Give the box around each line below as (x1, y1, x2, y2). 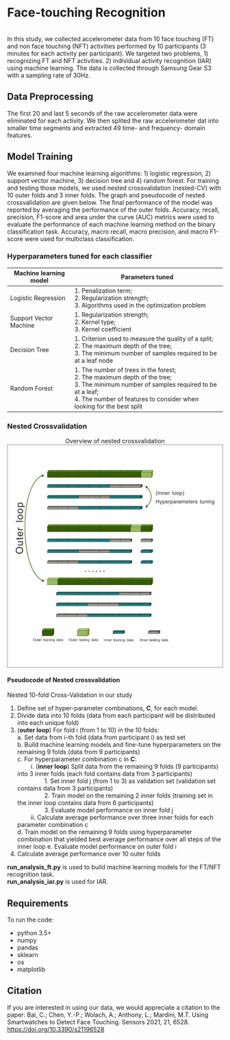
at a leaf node (74, 356, 114, 364)
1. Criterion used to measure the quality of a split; (74, 334, 214, 343)
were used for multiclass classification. (24, 234, 135, 243)
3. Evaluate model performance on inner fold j (44, 806, 173, 815)
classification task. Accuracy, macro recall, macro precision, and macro (7, 227, 209, 236)
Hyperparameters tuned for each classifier (7, 251, 153, 261)
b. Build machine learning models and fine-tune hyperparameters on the (16, 741, 221, 749)
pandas (16, 943, 39, 952)
